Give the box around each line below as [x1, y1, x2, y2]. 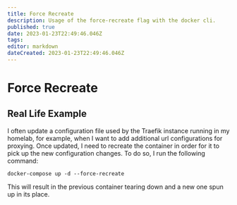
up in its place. [7, 190, 50, 198]
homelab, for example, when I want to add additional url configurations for [7, 134, 223, 142]
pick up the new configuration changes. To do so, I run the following [7, 149, 206, 157]
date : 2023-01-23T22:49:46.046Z [7, 30, 102, 37]
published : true [7, 23, 55, 30]
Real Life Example [7, 108, 87, 120]
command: [7, 156, 39, 165]
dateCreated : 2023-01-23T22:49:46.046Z [7, 50, 125, 57]
